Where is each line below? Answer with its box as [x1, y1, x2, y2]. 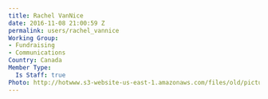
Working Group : [8, 34, 59, 42]
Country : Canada [8, 57, 62, 65]
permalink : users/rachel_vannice [8, 26, 120, 34]
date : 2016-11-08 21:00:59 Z [8, 19, 105, 27]
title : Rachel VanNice [8, 11, 84, 20]
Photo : [8, 78, 30, 86]
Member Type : [8, 64, 52, 72]
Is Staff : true [15, 71, 66, 79]
